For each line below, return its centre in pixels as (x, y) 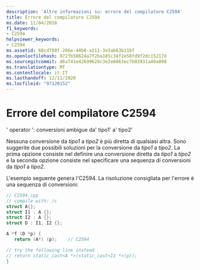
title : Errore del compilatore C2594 (53, 17)
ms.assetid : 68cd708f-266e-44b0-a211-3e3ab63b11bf (70, 51)
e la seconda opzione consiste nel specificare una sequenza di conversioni (99, 160)
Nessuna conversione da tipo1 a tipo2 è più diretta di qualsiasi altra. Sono (96, 141)
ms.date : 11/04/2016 (32, 23)
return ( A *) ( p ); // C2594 (52, 240)
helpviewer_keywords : (33, 39)
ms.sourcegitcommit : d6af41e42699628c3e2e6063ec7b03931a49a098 (87, 61)
